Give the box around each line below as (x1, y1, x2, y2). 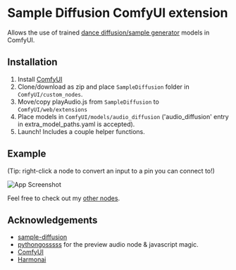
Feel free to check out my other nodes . (7, 194, 120, 202)
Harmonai (17, 255, 46, 264)
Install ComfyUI (17, 75, 63, 83)
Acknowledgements (7, 214, 98, 226)
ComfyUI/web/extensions (17, 106, 88, 113)
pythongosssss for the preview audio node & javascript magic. (17, 240, 199, 249)
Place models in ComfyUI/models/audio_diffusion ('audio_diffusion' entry (17, 112, 229, 121)
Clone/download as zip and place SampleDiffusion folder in (17, 82, 190, 91)
